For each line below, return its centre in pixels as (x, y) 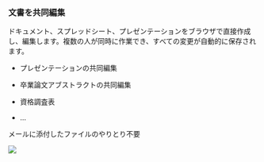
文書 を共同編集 (37, 12)
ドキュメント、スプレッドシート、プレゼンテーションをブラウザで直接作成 (130, 31)
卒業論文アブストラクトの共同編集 (75, 85)
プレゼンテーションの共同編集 (68, 68)
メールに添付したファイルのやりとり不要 (74, 134)
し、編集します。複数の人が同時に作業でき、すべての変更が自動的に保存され (132, 41)
